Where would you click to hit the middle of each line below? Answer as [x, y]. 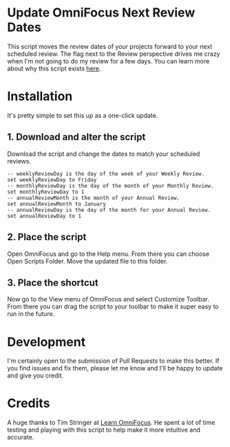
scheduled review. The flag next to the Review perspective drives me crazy [114, 54]
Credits [29, 403]
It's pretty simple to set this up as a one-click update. [83, 115]
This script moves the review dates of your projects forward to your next [110, 46]
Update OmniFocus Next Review [101, 13]
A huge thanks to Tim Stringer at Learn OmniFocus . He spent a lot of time [111, 423]
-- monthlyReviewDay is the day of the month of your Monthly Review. [111, 186]
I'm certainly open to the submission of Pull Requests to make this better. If [113, 361]
